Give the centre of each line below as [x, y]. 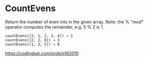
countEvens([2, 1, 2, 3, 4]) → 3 [39, 36]
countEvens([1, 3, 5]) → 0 [32, 44]
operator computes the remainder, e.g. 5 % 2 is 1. [55, 27]
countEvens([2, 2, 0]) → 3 [32, 40]
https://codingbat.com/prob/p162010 [42, 53]
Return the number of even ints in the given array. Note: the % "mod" [74, 22]
